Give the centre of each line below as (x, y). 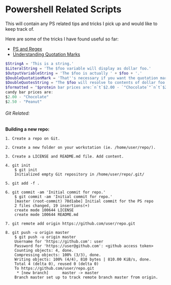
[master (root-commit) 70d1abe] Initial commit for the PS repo (84, 201)
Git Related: (18, 113)
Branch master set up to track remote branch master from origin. (86, 277)
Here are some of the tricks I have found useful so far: (62, 39)
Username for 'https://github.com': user (59, 242)
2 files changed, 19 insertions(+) (52, 206)
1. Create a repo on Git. (33, 139)
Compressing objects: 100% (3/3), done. (58, 255)
